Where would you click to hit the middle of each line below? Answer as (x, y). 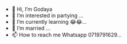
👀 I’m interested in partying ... (48, 15)
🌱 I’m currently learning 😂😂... (49, 22)
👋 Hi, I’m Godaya (32, 9)
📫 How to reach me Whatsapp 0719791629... (67, 35)
